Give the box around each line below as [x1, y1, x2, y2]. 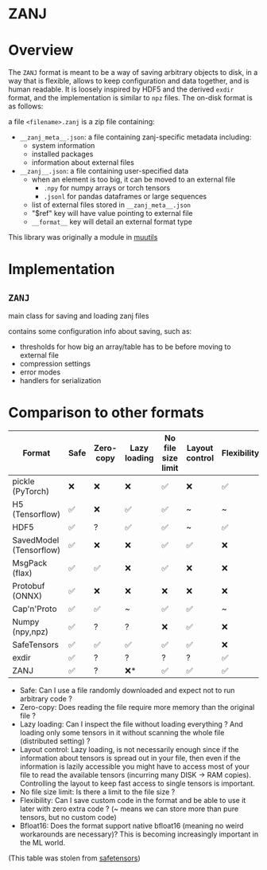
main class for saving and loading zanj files [8, 312, 149, 321]
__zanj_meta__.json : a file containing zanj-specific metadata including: [19, 132, 252, 142]
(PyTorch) [12, 486, 50, 497]
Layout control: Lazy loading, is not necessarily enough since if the [19, 745, 239, 754]
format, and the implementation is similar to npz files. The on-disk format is [8, 93, 253, 103]
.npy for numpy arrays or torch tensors [43, 183, 171, 193]
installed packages [31, 149, 94, 159]
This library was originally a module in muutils [8, 233, 158, 242]
